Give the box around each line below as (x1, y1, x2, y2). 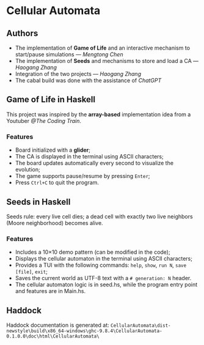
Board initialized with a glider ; (15, 146, 90, 154)
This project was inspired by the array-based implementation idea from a (6, 111, 191, 118)
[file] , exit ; (15, 268, 48, 275)
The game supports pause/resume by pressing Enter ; (15, 172, 151, 180)
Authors (6, 28, 38, 39)
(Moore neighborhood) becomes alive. (6, 219, 103, 226)
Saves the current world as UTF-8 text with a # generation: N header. (15, 275, 192, 282)
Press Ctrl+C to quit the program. (15, 179, 100, 187)
